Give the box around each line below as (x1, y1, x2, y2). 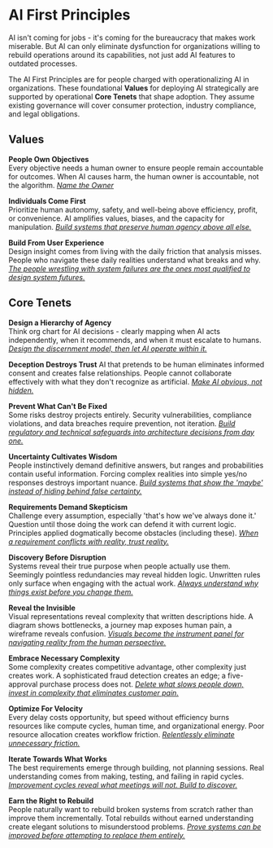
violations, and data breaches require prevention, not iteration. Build (8, 418, 236, 428)
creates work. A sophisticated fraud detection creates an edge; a (8, 670, 226, 680)
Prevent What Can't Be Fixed (8, 401, 107, 411)
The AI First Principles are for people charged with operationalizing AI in (8, 74, 249, 84)
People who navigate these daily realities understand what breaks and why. (8, 255, 262, 265)
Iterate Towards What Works (8, 754, 107, 763)
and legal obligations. (8, 108, 80, 119)
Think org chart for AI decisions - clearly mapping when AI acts (8, 326, 221, 336)
